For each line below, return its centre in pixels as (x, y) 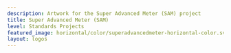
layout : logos (27, 39)
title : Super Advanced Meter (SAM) (58, 20)
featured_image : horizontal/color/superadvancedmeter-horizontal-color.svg (118, 33)
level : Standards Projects (46, 26)
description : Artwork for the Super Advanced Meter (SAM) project (104, 13)
